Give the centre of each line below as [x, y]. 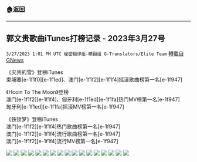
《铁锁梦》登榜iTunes [32, 119]
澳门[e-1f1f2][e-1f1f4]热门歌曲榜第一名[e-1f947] [63, 127]
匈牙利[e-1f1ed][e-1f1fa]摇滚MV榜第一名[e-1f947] [65, 107]
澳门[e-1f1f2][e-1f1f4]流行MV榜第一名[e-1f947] [62, 141]
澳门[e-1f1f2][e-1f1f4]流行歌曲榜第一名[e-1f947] [63, 134]
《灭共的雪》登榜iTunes [35, 72]
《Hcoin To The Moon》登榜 [38, 92]
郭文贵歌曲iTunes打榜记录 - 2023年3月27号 [86, 38]
